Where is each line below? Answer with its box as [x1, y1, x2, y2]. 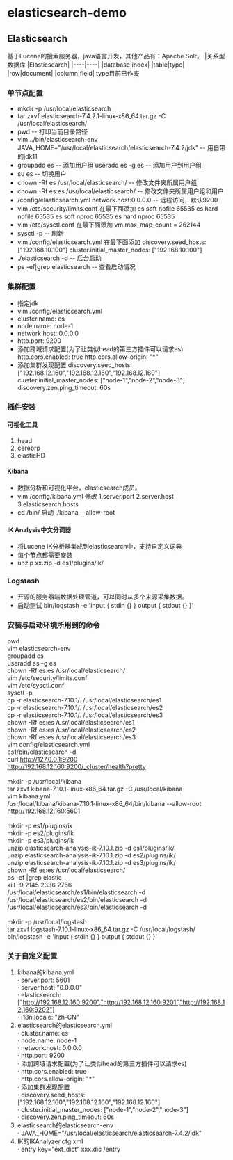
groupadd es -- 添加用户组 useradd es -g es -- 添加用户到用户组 [17, 161, 202, 170]
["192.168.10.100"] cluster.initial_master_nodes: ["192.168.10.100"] [17, 245, 202, 255]
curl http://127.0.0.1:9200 [7, 755, 78, 763]
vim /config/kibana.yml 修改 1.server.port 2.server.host [17, 492, 174, 500]
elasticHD [17, 451, 46, 460]
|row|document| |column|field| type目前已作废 [7, 70, 140, 77]
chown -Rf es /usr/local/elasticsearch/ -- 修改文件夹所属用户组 [17, 179, 198, 187]
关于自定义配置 [7, 951, 58, 960]
